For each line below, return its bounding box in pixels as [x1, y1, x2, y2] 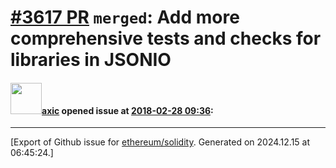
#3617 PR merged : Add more [10, 6, 240, 29]
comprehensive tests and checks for [10, 27, 322, 50]
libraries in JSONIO [10, 49, 172, 71]
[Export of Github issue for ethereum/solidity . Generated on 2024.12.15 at [10, 136, 311, 148]
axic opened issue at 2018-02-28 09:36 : [41, 104, 214, 116]
